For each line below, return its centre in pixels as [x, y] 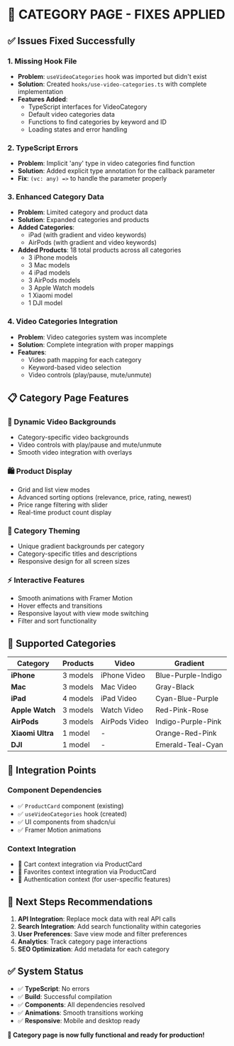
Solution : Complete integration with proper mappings [95, 344]
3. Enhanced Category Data [56, 197]
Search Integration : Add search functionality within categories [109, 926]
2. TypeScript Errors [43, 147]
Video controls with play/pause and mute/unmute [89, 445]
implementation [40, 91]
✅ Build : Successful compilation [65, 996]
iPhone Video [123, 675]
